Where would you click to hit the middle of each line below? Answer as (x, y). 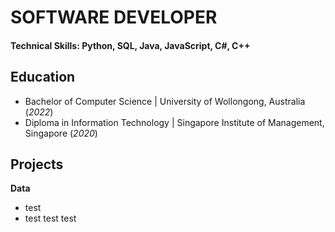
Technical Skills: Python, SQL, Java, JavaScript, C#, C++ (130, 45)
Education (43, 77)
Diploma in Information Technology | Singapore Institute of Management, (174, 122)
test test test (50, 218)
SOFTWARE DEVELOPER (114, 17)
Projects (37, 164)
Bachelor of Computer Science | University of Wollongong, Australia (165, 101)
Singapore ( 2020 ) (61, 133)
